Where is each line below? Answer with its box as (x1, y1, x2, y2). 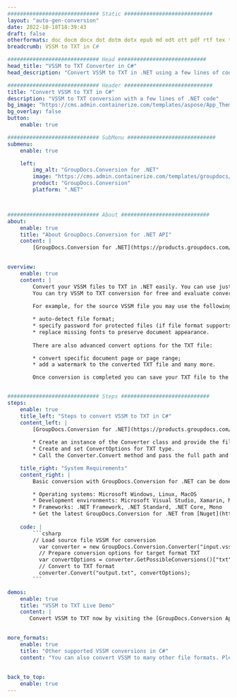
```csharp (32, 530, 61, 537)
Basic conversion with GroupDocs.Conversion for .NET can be (32, 478, 217, 485)
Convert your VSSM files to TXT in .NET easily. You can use (32, 283, 217, 290)
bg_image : (7, 102, 37, 109)
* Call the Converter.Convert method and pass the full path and (32, 452, 229, 459)
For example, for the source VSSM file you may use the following (32, 303, 232, 310)
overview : (7, 264, 37, 271)
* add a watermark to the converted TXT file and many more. (32, 361, 217, 368)
